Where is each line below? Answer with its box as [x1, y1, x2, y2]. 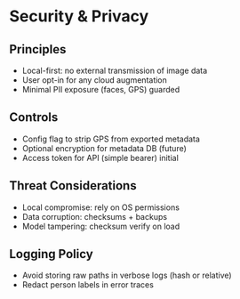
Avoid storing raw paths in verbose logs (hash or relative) [21, 270, 233, 281]
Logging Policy [9, 246, 93, 262]
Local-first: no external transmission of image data [21, 65, 208, 76]
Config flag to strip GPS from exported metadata [21, 133, 200, 144]
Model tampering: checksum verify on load [21, 221, 180, 231]
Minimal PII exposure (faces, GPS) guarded [21, 85, 180, 94]
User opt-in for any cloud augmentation [21, 75, 167, 85]
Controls [9, 109, 59, 125]
